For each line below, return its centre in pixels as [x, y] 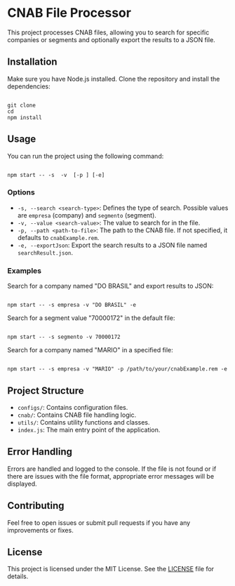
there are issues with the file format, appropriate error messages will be [111, 476]
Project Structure [46, 391]
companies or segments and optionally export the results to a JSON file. [111, 39]
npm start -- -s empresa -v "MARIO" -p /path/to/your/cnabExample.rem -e [117, 369]
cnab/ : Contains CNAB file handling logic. [77, 415]
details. [18, 576]
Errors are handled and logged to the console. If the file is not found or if [112, 469]
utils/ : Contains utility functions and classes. [83, 422]
